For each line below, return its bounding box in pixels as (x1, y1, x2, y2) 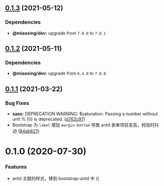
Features (5, 163, 27, 170)
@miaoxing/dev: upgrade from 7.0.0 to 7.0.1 (12, 30, 106, 36)
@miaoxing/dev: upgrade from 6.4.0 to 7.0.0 (12, 70, 106, 76)
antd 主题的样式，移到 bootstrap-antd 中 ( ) (12, 175, 99, 181)
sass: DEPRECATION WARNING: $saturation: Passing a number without (12, 111, 158, 117)
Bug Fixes (5, 99, 30, 106)
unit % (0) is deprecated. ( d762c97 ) (12, 116, 85, 122)
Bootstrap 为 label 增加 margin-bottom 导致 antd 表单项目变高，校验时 (12, 122, 155, 128)
